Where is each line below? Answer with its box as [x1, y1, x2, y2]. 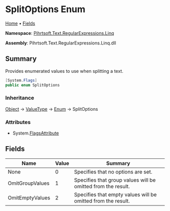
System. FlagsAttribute [12, 130, 59, 136]
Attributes [5, 118, 31, 125]
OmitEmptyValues [8, 194, 51, 201]
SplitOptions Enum [5, 4, 86, 15]
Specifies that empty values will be [74, 191, 157, 198]
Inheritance [5, 95, 34, 102]
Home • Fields [5, 20, 35, 26]
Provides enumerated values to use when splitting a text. [5, 68, 123, 74]
